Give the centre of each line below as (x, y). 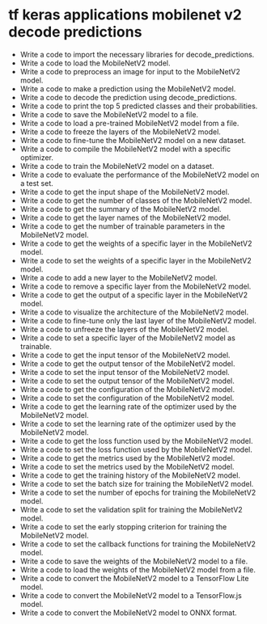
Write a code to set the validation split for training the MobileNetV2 (131, 509)
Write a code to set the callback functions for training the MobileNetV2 (138, 544)
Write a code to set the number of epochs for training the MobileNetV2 (138, 492)
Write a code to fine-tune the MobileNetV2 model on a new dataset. (133, 140)
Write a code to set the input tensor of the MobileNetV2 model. (125, 372)
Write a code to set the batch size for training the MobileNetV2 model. (137, 483)
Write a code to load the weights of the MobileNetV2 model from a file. (138, 569)
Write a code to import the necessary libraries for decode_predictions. (137, 54)
